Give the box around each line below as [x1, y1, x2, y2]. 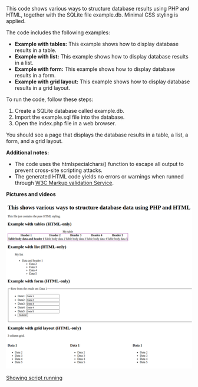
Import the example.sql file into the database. [14, 113, 125, 121]
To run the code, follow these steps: [6, 96, 94, 103]
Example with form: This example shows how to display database [14, 66, 176, 73]
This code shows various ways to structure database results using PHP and [6, 5, 190, 12]
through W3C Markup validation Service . [14, 180, 114, 186]
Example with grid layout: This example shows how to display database [14, 78, 190, 85]
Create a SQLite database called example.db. [14, 108, 125, 114]
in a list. [14, 59, 34, 66]
